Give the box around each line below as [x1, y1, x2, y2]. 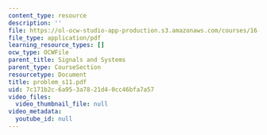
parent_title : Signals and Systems [8, 56, 126, 64]
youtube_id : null [15, 115, 73, 123]
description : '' [8, 19, 62, 27]
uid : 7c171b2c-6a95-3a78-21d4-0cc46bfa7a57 [8, 85, 155, 94]
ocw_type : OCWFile [8, 48, 69, 56]
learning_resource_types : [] [8, 41, 105, 49]
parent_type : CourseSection [8, 64, 102, 71]
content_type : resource [8, 11, 87, 20]
